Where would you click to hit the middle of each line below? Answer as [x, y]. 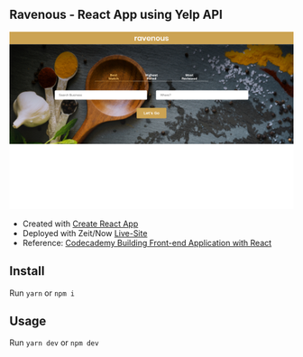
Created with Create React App [80, 224]
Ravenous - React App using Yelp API [116, 15]
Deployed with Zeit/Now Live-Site [85, 233]
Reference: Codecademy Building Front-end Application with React [147, 243]
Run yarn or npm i [42, 293]
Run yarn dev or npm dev [54, 343]
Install [27, 271]
